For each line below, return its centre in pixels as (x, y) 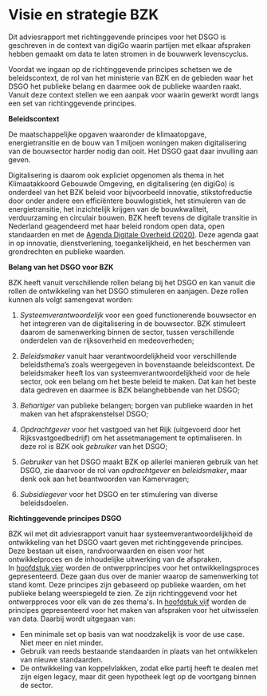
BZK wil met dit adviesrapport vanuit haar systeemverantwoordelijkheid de (131, 534)
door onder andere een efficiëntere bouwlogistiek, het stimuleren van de (127, 201)
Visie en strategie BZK (84, 15)
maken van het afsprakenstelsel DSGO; (84, 414)
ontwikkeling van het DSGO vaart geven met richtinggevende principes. (126, 542)
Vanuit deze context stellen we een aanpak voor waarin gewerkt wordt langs (133, 94)
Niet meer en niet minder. (61, 642)
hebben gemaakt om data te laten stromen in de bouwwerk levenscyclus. (128, 54)
